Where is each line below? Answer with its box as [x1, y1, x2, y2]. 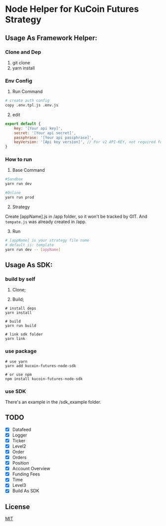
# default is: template [5, 242, 54, 247]
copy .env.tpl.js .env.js [5, 103, 58, 108]
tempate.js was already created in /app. [5, 219, 87, 225]
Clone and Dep [5, 48, 41, 55]
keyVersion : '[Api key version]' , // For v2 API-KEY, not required [14, 140, 156, 144]
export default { [5, 121, 41, 126]
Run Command [12, 89, 43, 95]
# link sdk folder [5, 332, 43, 337]
